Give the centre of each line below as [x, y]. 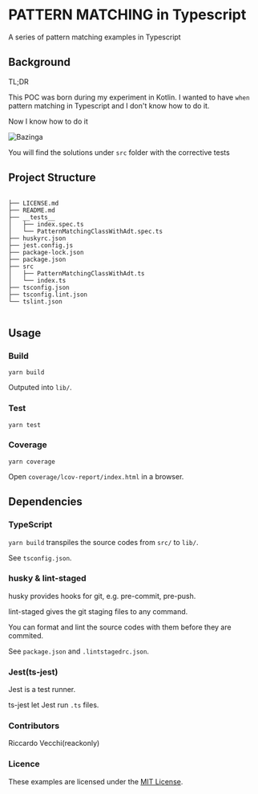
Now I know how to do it [48, 121]
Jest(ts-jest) [33, 672]
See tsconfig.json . [40, 558]
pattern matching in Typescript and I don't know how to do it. [109, 105]
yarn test [25, 425]
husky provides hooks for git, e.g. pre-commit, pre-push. [102, 596]
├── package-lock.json [46, 252]
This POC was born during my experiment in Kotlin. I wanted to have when [129, 97]
